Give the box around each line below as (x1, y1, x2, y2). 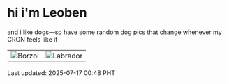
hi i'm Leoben (7, 5, 87, 21)
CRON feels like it (7, 35, 58, 43)
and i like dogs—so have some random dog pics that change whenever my (7, 28, 222, 36)
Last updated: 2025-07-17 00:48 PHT (7, 68, 115, 77)
